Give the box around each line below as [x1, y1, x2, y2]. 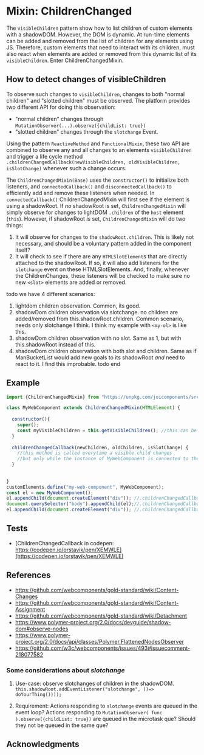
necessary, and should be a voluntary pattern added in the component [15, 240, 192, 247]
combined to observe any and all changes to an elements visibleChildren [6, 146, 192, 153]
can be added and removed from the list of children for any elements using [6, 37, 194, 44]
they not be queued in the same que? [15, 722, 109, 729]
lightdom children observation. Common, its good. [15, 302, 141, 309]
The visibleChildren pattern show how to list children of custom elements [6, 24, 193, 32]
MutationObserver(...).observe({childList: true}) [15, 123, 146, 129]
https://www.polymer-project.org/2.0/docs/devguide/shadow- [15, 618, 171, 626]
